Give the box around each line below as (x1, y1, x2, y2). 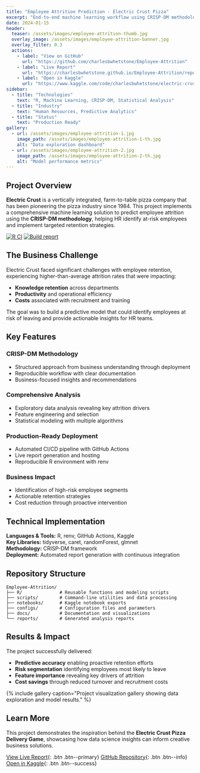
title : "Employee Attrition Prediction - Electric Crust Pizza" (6, 8, 169, 15)
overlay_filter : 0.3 (11, 42, 62, 48)
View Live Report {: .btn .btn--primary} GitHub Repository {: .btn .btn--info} (6, 753, 187, 760)
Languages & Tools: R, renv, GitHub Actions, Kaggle (6, 532, 135, 539)
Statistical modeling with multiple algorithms (14, 417, 124, 424)
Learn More (6, 713, 50, 724)
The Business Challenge (6, 250, 98, 260)
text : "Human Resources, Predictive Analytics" (17, 108, 137, 114)
